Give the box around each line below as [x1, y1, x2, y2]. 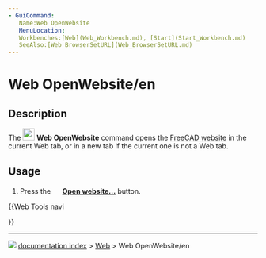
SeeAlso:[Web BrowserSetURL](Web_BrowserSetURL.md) [18, 41, 193, 49]
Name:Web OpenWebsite [18, 19, 90, 27]
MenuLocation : [18, 26, 66, 34]
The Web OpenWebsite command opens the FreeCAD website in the [8, 133, 247, 143]
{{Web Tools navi [8, 202, 65, 211]
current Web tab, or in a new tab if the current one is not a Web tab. [8, 141, 229, 151]
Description [8, 106, 67, 120]
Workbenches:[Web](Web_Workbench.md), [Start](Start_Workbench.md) [18, 33, 246, 42]
